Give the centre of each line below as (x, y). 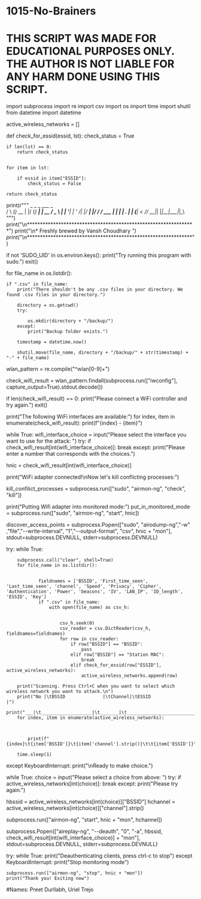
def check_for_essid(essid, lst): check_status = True (70, 136)
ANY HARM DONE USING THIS (83, 77)
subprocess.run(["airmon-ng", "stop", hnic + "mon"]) (75, 873)
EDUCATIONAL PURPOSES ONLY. (90, 51)
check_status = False (55, 184)
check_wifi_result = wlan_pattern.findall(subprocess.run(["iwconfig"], (92, 381)
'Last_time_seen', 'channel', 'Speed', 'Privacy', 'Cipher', (84, 587)
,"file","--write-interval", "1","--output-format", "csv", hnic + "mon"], (89, 531)
